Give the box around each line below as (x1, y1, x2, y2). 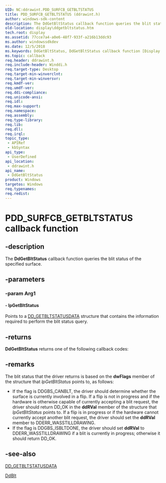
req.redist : (5, 191, 30, 196)
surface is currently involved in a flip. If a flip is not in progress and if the (12, 394, 160, 399)
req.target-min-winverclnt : (5, 72, 63, 77)
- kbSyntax (7, 145, 30, 150)
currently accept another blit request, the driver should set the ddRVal (12, 414, 156, 420)
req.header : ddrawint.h (5, 58, 54, 63)
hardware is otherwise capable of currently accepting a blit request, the (12, 398, 159, 404)
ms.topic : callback (5, 53, 45, 58)
